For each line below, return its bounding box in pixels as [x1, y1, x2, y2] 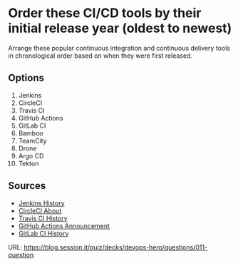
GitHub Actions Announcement [18, 221, 110, 230]
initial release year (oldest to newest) [8, 20, 232, 36]
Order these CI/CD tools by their [8, 5, 202, 21]
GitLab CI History [18, 229, 69, 237]
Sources [8, 180, 46, 192]
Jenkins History [18, 198, 65, 208]
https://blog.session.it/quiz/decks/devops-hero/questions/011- [24, 242, 208, 251]
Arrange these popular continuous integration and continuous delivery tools [8, 44, 231, 52]
